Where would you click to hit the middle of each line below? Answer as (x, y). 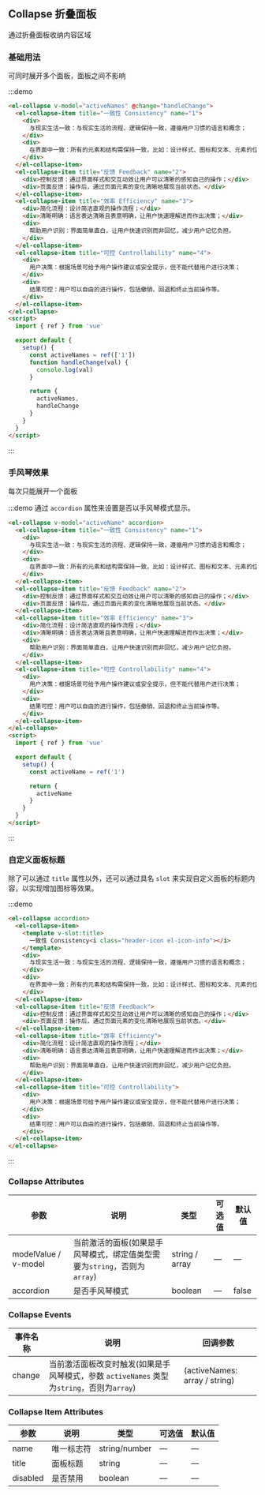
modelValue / (37, 1253)
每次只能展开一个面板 (43, 491)
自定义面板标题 (37, 860)
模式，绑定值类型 (121, 1254)
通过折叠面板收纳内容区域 (50, 35)
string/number (125, 1448)
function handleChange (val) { (78, 362)
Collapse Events (40, 1315)
